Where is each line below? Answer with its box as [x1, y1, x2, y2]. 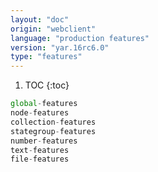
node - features [10, 108, 70, 118]
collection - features [10, 117, 97, 127]
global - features [10, 99, 78, 109]
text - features [10, 145, 70, 155]
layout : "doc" [10, 14, 70, 25]
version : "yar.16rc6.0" [10, 42, 110, 53]
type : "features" [10, 52, 83, 62]
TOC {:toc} [24, 79, 70, 91]
